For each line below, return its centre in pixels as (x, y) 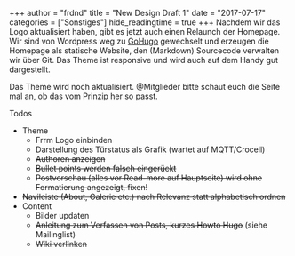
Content (37, 206)
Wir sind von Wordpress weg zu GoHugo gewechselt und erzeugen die (139, 41)
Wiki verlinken (61, 244)
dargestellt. (30, 69)
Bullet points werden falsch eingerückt (106, 168)
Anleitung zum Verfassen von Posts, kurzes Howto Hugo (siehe (151, 225)
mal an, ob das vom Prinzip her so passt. (84, 96)
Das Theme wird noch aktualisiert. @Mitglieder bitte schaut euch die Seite (145, 87)
